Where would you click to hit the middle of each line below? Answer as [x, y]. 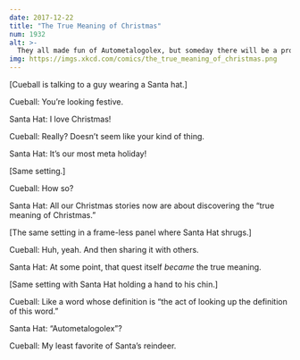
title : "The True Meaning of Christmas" [86, 26]
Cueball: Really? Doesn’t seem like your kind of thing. [107, 136]
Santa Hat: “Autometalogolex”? [66, 328]
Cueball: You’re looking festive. [66, 102]
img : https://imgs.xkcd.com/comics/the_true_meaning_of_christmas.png [143, 59]
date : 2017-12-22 [42, 17]
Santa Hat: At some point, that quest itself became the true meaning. [135, 267]
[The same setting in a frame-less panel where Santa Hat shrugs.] [130, 232]
